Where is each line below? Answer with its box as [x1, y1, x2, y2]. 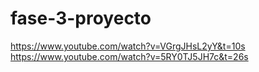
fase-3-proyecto [10, 7, 152, 30]
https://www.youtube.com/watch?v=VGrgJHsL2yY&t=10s [10, 40, 246, 52]
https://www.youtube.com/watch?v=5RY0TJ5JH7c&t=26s [10, 50, 249, 62]
